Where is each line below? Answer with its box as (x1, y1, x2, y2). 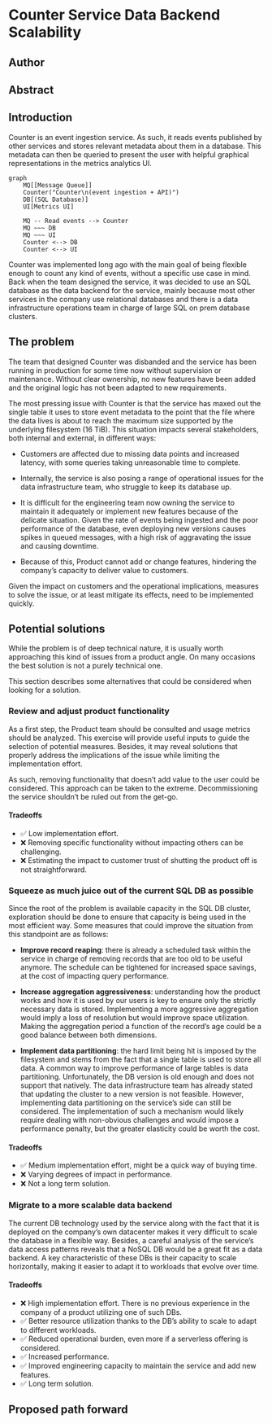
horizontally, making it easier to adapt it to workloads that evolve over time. (8, 1261, 260, 1271)
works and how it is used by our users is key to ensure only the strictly (19, 996, 257, 1006)
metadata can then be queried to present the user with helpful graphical (8, 149, 249, 160)
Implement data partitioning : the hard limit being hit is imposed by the (19, 1046, 257, 1056)
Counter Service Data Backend (8, 6, 221, 24)
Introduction (8, 111, 73, 125)
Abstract (8, 83, 54, 97)
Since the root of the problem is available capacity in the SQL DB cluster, (8, 904, 252, 914)
